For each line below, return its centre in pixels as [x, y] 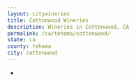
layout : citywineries [39, 14]
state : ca [22, 40]
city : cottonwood [32, 53]
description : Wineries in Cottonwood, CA [68, 27]
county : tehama [29, 46]
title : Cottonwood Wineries [48, 20]
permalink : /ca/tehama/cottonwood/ [59, 33]
